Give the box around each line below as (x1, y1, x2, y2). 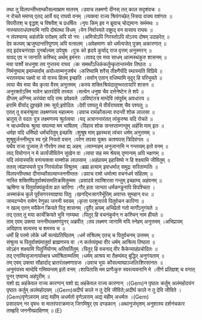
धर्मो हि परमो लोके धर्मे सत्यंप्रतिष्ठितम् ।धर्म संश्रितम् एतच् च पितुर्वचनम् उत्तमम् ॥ (6, 232, 155, 238)
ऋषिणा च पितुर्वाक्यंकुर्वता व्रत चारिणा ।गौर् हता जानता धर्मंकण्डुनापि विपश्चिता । (6, 184, 156, 191)
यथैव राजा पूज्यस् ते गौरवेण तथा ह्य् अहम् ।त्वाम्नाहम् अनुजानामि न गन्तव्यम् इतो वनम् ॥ (6, 143, 169, 150)
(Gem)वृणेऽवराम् (6, 293, 39, 301)
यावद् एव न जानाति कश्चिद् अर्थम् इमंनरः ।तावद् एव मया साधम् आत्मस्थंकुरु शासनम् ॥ (6, 54, 167, 61)
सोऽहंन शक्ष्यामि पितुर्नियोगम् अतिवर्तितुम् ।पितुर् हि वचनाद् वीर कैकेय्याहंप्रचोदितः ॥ (6, 245, 158, 252)
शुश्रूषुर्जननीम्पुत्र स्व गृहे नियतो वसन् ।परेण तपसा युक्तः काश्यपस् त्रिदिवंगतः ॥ (6, 136, 149, 143)
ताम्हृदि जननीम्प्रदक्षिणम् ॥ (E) (6, 307, 62, 314)
